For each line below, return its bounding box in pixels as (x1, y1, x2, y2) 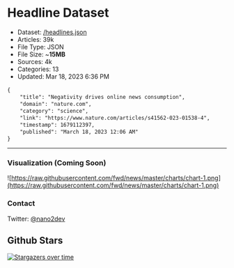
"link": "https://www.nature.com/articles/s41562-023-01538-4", (19, 114, 210, 121)
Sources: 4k (17, 57, 52, 65)
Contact (7, 198, 36, 208)
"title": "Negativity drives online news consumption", (19, 93, 186, 100)
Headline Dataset (7, 5, 109, 21)
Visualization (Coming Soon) (7, 158, 107, 168)
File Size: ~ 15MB (17, 50, 66, 58)
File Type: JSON (17, 42, 64, 51)
